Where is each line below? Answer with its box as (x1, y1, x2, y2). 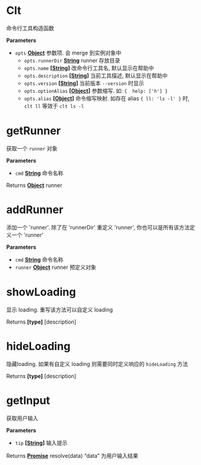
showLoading (6, 285, 76, 299)
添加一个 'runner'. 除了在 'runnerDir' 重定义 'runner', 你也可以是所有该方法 (6, 223, 190, 231)
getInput (6, 393, 50, 407)
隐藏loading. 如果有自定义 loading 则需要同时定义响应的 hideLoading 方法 (6, 360, 188, 367)
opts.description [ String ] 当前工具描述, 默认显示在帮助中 (24, 72, 168, 79)
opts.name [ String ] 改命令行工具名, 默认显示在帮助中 (24, 64, 154, 72)
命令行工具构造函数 (6, 24, 54, 32)
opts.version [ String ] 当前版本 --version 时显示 (24, 80, 144, 87)
